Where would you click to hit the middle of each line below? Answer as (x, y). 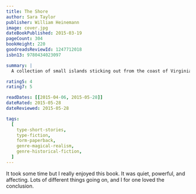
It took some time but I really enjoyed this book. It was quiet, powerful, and (96, 174)
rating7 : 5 (19, 87)
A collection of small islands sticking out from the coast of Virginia (101, 71)
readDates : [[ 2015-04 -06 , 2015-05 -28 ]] (55, 98)
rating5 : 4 (19, 82)
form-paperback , (36, 141)
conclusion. (20, 186)
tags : (13, 119)
